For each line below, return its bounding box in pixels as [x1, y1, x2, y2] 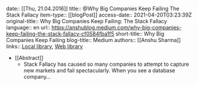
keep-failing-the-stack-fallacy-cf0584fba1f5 [6, 30, 114, 37]
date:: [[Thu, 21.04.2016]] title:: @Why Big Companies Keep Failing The [6, 5, 180, 12]
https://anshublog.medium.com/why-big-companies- [51, 24, 182, 31]
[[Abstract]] [14, 55, 44, 61]
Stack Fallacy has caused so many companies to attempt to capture [23, 60, 190, 68]
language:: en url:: [6, 24, 50, 31]
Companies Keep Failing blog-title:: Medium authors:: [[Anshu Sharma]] [6, 37, 181, 43]
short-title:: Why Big [115, 30, 165, 37]
